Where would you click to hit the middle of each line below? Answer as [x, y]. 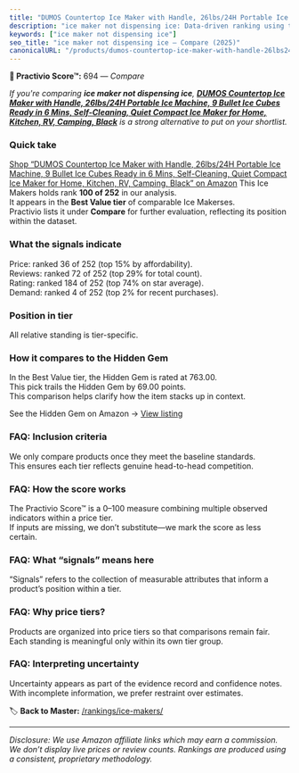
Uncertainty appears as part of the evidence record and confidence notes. [146, 683]
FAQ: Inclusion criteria [58, 436]
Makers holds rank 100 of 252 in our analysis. [93, 193]
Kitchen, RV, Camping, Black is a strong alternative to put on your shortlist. [148, 122]
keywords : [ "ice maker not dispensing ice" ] [93, 34]
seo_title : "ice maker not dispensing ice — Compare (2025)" [125, 42]
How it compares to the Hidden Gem [89, 358]
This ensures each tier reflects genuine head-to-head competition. [131, 466]
